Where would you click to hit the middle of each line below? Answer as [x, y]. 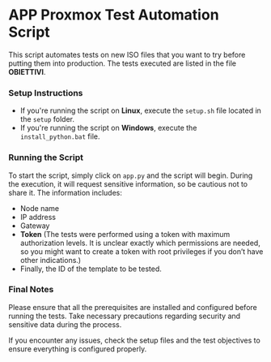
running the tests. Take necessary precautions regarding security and [125, 316]
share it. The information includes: [66, 192]
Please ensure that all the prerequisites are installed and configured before [133, 307]
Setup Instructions [46, 93]
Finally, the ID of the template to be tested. [91, 269]
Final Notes [31, 290]
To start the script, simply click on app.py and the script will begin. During [131, 175]
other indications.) [51, 260]
